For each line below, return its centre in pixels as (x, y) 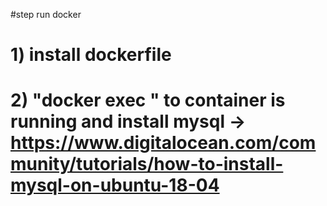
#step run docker (46, 14)
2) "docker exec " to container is (148, 100)
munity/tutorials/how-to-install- (147, 164)
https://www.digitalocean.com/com (163, 143)
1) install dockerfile (91, 55)
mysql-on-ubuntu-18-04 (115, 185)
